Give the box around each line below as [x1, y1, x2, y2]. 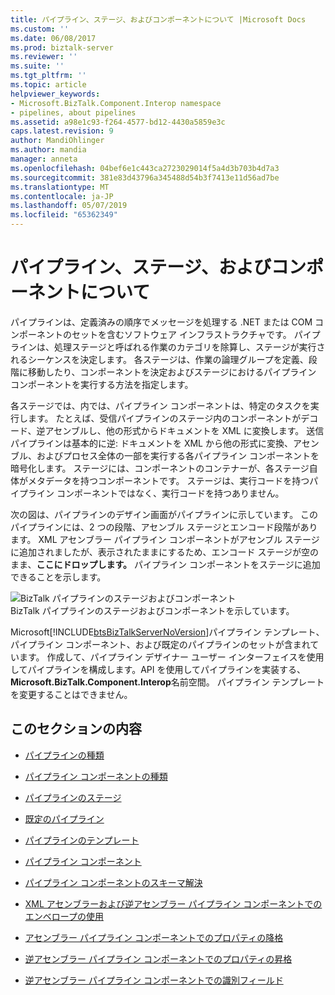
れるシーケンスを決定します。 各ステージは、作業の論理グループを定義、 [10, 353, 309, 365]
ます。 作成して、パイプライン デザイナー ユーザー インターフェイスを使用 [18, 651, 325, 663]
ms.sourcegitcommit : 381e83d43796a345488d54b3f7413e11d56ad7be [10, 172, 280, 183]
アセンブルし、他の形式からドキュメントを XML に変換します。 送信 [44, 424, 325, 436]
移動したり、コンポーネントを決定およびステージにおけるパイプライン [27, 366, 317, 378]
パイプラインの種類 [24, 749, 105, 761]
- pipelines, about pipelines [10, 107, 137, 118]
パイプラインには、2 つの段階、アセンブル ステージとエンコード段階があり [10, 521, 318, 533]
